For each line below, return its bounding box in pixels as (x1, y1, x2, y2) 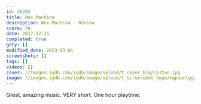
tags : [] (6, 58, 28, 64)
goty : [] (6, 42, 28, 48)
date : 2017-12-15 (6, 31, 50, 37)
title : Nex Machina (6, 14, 55, 20)
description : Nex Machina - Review (6, 20, 95, 26)
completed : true (6, 36, 47, 42)
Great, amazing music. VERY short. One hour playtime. (6, 92, 141, 99)
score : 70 (6, 25, 31, 31)
